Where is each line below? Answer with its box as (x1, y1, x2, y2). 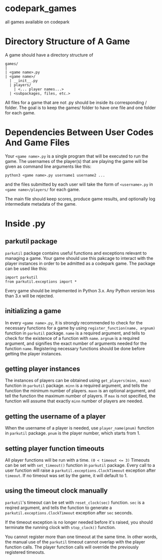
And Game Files (5, 137, 70, 148)
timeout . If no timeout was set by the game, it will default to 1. (5, 473, 128, 479)
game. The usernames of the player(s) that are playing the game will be (5, 158, 148, 164)
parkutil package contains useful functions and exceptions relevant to (5, 250, 147, 256)
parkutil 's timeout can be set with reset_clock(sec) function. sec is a (5, 499, 145, 505)
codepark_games (5, 3, 77, 14)
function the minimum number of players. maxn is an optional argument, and (5, 388, 156, 394)
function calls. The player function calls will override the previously (5, 544, 139, 550)
